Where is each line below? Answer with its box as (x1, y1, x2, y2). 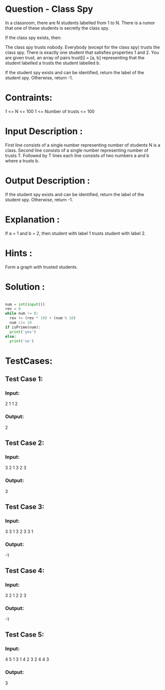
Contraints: (5, 92, 53, 103)
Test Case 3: (5, 502, 44, 511)
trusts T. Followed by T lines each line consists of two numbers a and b (5, 152, 149, 159)
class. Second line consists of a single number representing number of (5, 147, 149, 153)
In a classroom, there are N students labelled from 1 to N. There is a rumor (5, 20, 155, 26)
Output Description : (5, 175, 90, 186)
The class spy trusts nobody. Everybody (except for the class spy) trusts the (5, 44, 160, 50)
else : (5, 334, 16, 339)
